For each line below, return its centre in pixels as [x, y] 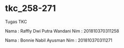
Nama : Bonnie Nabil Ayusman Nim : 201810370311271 [59, 40]
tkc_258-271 [31, 8]
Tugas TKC [16, 22]
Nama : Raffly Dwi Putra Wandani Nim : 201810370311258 [62, 31]
